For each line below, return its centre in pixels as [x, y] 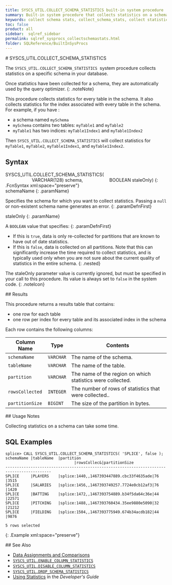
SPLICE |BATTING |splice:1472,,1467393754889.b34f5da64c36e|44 [82, 494]
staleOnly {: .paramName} [33, 216]
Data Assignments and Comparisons [51, 555]
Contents [118, 345]
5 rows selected [23, 526]
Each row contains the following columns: [49, 329]
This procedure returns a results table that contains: [60, 304]
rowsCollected [25, 392]
